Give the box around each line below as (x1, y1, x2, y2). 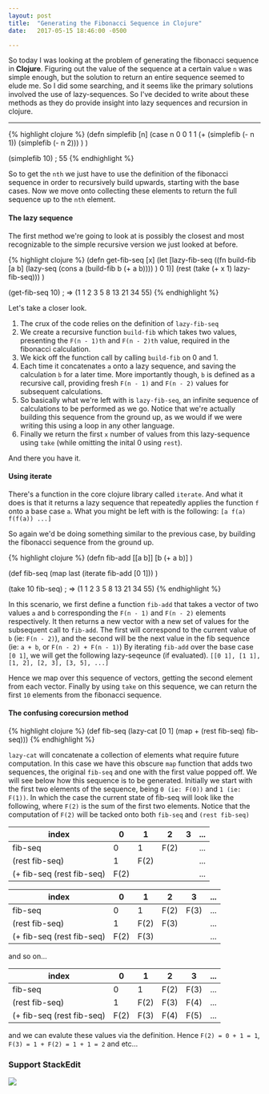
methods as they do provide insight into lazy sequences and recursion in (8, 98, 248, 108)
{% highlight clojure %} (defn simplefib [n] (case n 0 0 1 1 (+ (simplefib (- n (8, 130, 255, 139)
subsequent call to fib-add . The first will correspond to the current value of (8, 625, 256, 634)
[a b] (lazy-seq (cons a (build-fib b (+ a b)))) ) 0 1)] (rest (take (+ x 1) (8, 263, 232, 273)
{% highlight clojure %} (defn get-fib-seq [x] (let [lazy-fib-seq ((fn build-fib (8, 255, 256, 264)
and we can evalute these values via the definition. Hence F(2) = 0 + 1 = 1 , (8, 1030, 260, 1040)
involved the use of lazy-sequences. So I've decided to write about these (8, 90, 250, 99)
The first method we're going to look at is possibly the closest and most (8, 231, 245, 240)
